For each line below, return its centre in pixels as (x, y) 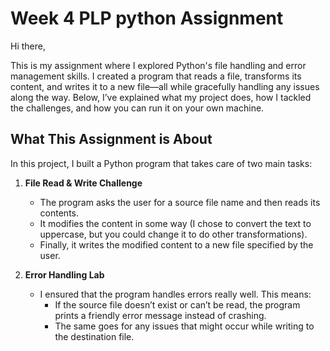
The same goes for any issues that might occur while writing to (184, 326)
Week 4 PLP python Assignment (147, 18)
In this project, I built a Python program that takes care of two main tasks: (161, 163)
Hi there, (28, 46)
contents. (59, 213)
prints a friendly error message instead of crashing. (160, 315)
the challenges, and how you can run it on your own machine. (137, 108)
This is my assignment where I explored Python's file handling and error (158, 65)
